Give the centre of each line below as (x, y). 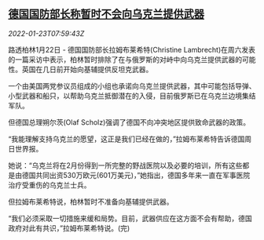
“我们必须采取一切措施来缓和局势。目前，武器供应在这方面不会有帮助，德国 (130, 218)
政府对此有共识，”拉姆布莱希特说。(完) (69, 228)
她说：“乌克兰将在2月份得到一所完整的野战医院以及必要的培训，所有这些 (125, 165)
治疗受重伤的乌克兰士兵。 (49, 185)
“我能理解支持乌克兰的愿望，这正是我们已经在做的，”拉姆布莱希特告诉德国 (126, 139)
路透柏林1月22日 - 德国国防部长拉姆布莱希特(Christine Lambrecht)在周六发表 (132, 49)
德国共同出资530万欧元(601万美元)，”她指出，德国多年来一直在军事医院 (136, 175)
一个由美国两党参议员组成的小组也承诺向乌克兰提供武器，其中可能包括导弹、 (132, 85)
